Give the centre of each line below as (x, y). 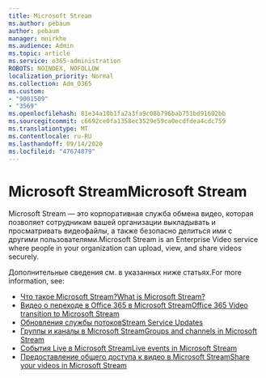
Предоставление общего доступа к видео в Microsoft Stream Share (135, 357)
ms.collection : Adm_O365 (50, 83)
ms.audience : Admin (41, 46)
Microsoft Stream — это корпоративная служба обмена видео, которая (131, 214)
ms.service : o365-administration (65, 62)
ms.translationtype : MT (49, 129)
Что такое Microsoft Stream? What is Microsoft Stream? (113, 297)
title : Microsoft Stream (50, 16)
